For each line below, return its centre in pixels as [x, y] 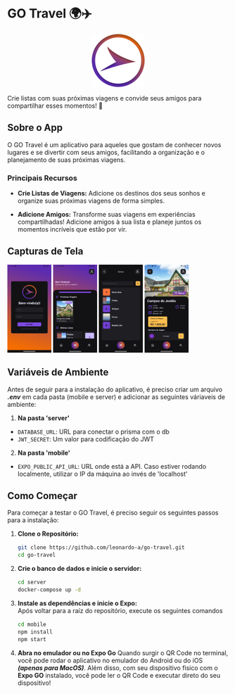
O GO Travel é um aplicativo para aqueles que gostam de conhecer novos [114, 144]
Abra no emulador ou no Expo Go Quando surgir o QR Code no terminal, [123, 652]
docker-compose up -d [49, 590]
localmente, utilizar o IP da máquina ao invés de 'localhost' [102, 474]
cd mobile [32, 624]
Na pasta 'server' [44, 418]
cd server [32, 582]
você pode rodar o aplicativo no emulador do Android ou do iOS [110, 660]
